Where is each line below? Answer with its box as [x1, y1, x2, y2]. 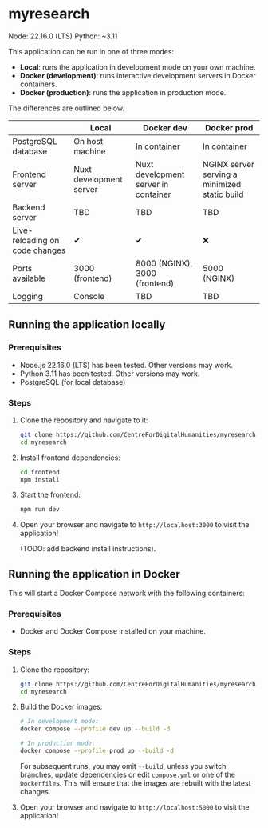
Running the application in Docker [8, 567, 181, 581]
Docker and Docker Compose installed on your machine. [19, 626, 206, 636]
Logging [12, 290, 44, 302]
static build [202, 189, 244, 200]
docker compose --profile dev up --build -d [19, 725, 171, 733]
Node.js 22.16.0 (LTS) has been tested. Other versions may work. [19, 360, 234, 370]
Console [73, 290, 105, 302]
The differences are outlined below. [8, 103, 125, 113]
